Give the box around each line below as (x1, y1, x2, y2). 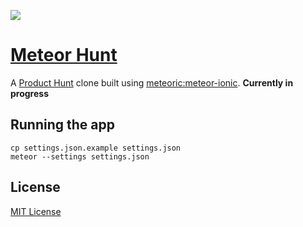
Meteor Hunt (10, 44, 118, 67)
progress (10, 87, 49, 99)
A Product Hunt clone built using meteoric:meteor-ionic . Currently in (10, 76, 294, 89)
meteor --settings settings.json (10, 151, 150, 162)
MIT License (10, 205, 62, 217)
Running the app (10, 116, 115, 134)
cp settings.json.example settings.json (10, 143, 182, 153)
